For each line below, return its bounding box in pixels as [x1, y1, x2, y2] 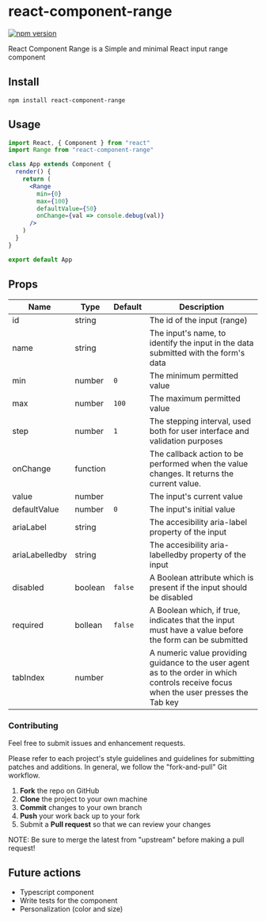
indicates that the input [149, 615, 235, 626]
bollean [74, 619, 103, 630]
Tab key [149, 696, 180, 707]
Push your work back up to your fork [19, 811, 140, 820]
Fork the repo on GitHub [19, 786, 100, 795]
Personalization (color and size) [19, 904, 123, 913]
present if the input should [149, 581, 248, 592]
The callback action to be [149, 448, 244, 459]
